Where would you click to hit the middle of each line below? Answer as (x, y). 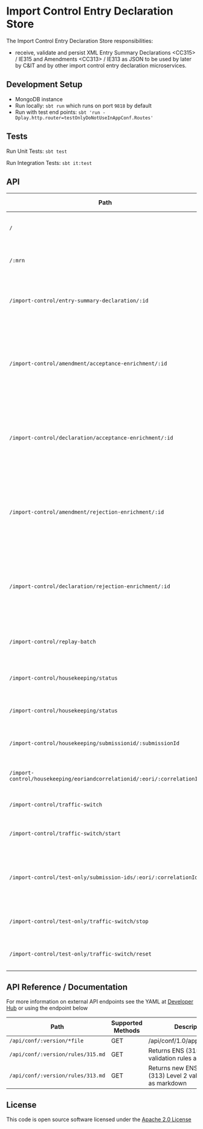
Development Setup (44, 85)
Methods (127, 1031)
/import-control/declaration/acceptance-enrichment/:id (91, 438)
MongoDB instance (39, 99)
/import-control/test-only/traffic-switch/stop (79, 922)
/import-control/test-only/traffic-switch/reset (81, 954)
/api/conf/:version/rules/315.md (57, 1054)
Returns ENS (166, 1051)
